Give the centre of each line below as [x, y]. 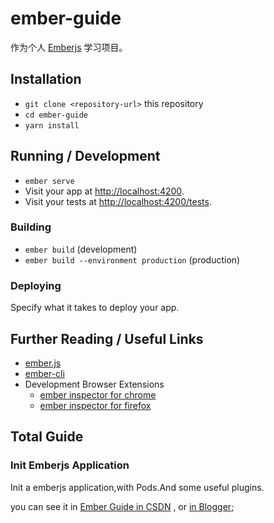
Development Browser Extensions [94, 384]
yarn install [52, 125]
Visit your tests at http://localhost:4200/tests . [118, 201]
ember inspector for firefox [95, 405]
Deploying [36, 285]
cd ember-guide [56, 115]
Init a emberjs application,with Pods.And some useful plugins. [137, 487]
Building [31, 227]
